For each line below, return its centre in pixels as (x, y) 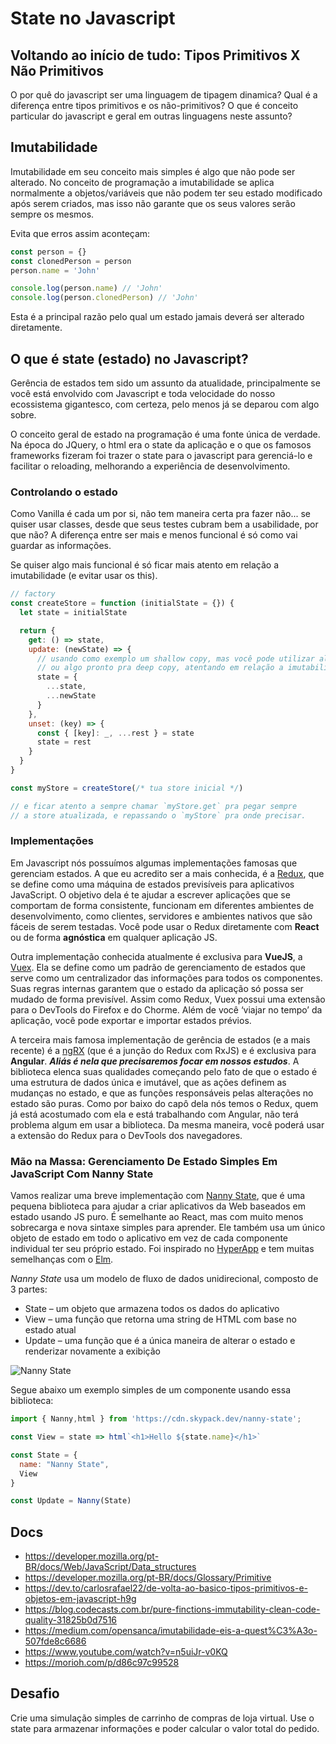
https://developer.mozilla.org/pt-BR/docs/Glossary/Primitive (148, 1578)
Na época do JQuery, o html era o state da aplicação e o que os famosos (161, 445)
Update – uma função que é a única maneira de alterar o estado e (160, 1341)
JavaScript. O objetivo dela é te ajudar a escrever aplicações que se (150, 894)
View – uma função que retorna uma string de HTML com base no (160, 1319)
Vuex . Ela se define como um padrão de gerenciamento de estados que (158, 967)
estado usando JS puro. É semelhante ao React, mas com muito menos (157, 1217)
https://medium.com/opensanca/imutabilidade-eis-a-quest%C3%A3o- (171, 1631)
